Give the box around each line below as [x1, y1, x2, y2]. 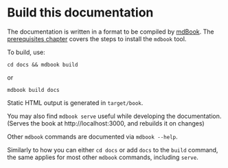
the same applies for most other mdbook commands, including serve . [7, 153, 199, 161]
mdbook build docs [7, 86, 60, 93]
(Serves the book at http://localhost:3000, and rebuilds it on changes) [7, 119, 205, 128]
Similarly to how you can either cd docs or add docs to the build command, [7, 145, 218, 154]
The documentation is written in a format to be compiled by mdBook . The [7, 27, 214, 36]
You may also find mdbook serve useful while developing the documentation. [7, 112, 222, 120]
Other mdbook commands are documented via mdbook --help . [7, 132, 179, 141]
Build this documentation [7, 5, 154, 21]
